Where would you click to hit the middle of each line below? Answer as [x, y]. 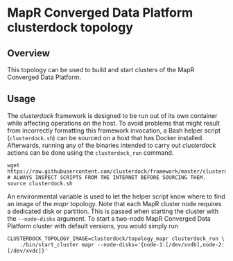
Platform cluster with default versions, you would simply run [93, 226]
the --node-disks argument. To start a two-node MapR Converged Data [109, 218]
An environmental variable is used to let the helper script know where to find [116, 196]
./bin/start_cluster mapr [57, 244]
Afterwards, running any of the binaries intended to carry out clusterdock [112, 145]
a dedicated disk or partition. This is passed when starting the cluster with [113, 211]
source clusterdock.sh [40, 183]
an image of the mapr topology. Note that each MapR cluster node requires [114, 203]
